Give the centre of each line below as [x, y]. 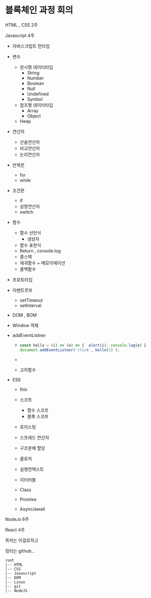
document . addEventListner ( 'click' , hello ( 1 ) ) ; [70, 350]
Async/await [32, 509]
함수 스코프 [38, 410]
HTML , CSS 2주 [22, 25]
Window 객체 [25, 325]
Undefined [38, 94]
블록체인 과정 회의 [39, 10]
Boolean [36, 83]
